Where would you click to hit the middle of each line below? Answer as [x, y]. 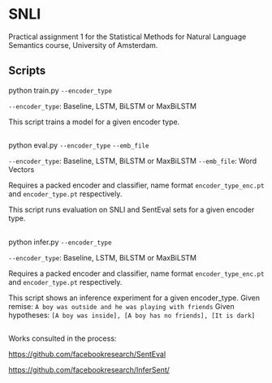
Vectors [22, 170]
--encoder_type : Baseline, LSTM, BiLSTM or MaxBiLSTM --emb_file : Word [133, 161]
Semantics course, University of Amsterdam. [83, 45]
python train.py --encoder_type [60, 90]
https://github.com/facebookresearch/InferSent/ [89, 369]
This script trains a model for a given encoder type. [94, 122]
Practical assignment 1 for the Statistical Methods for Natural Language [127, 37]
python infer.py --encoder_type [60, 242]
